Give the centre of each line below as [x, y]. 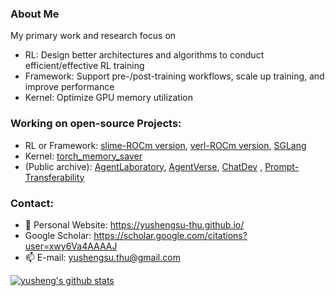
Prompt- [282, 166]
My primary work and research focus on [93, 36]
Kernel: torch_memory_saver [83, 156]
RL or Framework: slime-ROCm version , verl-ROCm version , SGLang [165, 145]
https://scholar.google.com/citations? [170, 235]
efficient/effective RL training [84, 66]
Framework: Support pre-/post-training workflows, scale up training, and [174, 76]
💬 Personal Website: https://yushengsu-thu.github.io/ [134, 224]
